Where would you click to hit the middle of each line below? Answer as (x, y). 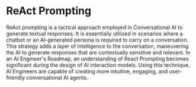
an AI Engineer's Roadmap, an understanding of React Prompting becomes (98, 59)
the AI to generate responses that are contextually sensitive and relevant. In (98, 52)
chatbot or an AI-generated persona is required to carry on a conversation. (97, 40)
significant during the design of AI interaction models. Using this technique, (98, 65)
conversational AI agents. (57, 78)
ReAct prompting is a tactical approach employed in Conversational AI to (94, 27)
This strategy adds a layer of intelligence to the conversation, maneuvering (97, 46)
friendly (16, 78)
